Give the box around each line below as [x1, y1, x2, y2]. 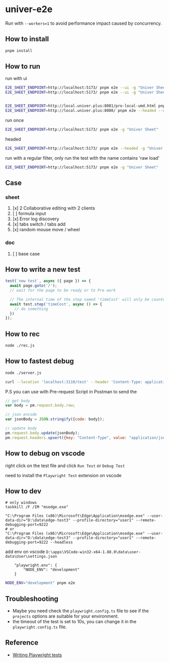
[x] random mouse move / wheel [12, 227, 80, 233]
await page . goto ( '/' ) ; [10, 283, 57, 288]
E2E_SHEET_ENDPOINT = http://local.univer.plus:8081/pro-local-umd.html [5, 103, 156, 109]
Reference [5, 638, 39, 647]
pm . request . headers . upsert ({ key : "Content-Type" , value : [5, 435, 127, 440]
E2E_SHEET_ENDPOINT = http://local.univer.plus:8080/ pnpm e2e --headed [5, 108, 156, 113]
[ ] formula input [12, 211, 46, 217]
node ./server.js [5, 370, 42, 375]
